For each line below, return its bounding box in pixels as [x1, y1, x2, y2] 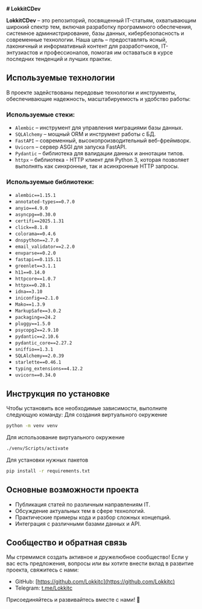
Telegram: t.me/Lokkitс [14, 584, 73, 591]
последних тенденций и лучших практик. [6, 56, 113, 62]
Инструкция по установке [6, 388, 110, 399]
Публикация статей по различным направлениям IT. [14, 501, 151, 508]
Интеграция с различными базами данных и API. [14, 520, 142, 527]
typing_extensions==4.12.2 [14, 366, 83, 372]
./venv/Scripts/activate [6, 445, 69, 452]
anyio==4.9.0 [14, 205, 48, 211]
